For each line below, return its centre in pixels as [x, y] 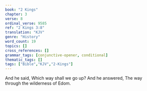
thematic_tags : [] [24, 60]
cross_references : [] [27, 50]
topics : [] [16, 46]
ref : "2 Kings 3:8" [25, 28]
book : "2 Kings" [21, 10]
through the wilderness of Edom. [38, 83]
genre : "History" [23, 37]
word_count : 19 [21, 42]
